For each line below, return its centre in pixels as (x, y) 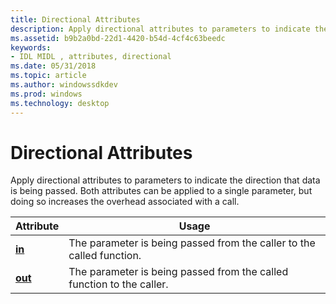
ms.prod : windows (46, 94)
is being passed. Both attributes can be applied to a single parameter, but (161, 191)
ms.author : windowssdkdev (64, 85)
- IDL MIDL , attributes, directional (91, 57)
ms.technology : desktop (60, 103)
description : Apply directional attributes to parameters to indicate (160, 29)
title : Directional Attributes (75, 19)
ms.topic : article (48, 76)
